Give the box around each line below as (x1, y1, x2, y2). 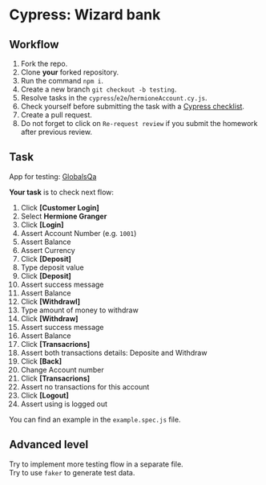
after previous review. (20, 127, 93, 137)
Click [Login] (20, 219, 64, 230)
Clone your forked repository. (20, 67, 119, 77)
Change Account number (20, 365, 105, 374)
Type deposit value (20, 263, 84, 272)
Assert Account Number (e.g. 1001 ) (20, 228, 137, 238)
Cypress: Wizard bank (9, 6, 161, 24)
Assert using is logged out (20, 399, 107, 409)
